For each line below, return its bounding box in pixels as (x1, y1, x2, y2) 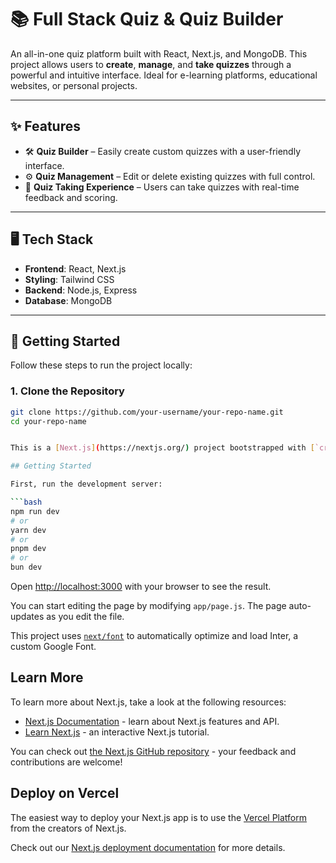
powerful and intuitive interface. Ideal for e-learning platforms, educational (10, 69, 318, 81)
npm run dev (10, 506, 60, 516)
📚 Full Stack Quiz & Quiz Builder (10, 8, 284, 31)
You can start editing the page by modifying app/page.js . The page (10, 600, 287, 612)
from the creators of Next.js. (10, 822, 127, 834)
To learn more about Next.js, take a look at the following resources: (10, 696, 287, 708)
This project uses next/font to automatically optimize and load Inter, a (10, 630, 299, 642)
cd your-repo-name (10, 416, 87, 426)
